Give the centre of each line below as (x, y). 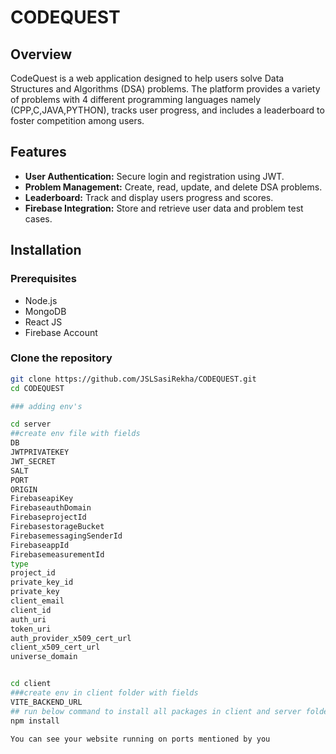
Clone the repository (61, 358)
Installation (46, 250)
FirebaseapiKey (42, 499)
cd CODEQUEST (37, 388)
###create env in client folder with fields (104, 693)
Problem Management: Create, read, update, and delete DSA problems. (173, 187)
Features (38, 152)
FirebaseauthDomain (51, 508)
